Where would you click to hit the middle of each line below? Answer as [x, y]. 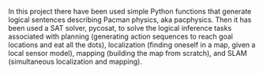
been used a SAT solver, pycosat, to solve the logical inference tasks [120, 28]
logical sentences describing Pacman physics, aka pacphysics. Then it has [130, 20]
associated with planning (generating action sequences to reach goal [120, 36]
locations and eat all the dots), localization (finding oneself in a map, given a [132, 45]
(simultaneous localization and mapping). [75, 61]
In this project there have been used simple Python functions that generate [130, 11]
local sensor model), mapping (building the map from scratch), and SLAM [128, 53]
